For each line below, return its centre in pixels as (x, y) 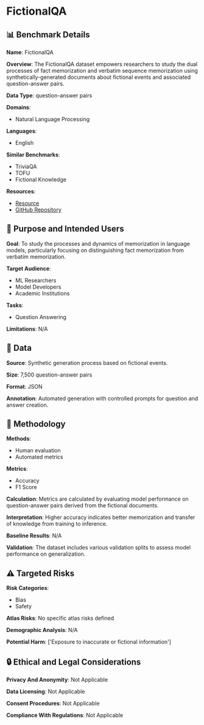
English (24, 143)
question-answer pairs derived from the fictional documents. (83, 506)
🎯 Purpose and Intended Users (65, 229)
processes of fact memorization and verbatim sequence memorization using (102, 71)
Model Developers (38, 287)
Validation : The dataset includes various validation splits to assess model (98, 548)
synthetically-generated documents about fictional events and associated (99, 77)
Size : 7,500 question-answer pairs (49, 375)
